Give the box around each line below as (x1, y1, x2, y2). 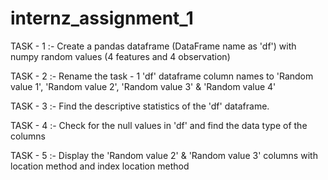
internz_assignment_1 (10, 7, 194, 30)
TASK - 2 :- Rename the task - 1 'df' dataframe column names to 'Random (10, 70, 314, 82)
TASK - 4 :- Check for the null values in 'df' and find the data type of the (10, 119, 308, 131)
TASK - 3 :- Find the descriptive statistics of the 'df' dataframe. (10, 100, 270, 112)
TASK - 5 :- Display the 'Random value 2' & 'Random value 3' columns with (10, 149, 318, 161)
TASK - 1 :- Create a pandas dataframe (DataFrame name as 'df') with (10, 40, 297, 52)
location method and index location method (10, 160, 190, 172)
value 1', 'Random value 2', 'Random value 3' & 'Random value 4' (10, 80, 277, 92)
